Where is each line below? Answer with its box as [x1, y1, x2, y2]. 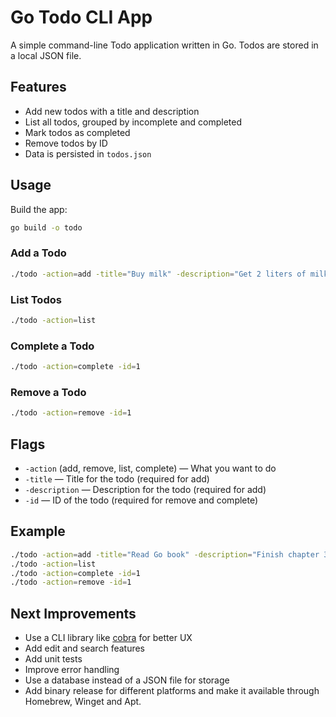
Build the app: [10, 203, 68, 215]
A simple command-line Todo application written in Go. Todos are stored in [10, 39, 319, 51]
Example [10, 523, 66, 540]
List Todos [10, 292, 62, 306]
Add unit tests [24, 653, 83, 665]
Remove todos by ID [24, 137, 108, 149]
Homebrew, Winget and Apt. [24, 696, 142, 708]
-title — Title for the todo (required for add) [24, 472, 210, 485]
